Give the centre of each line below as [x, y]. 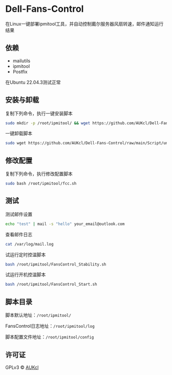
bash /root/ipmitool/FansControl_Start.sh [51, 285]
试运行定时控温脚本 [26, 254]
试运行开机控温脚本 [26, 275]
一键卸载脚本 [19, 134]
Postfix [20, 71]
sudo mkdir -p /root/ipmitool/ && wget [48, 123]
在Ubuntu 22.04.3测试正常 [33, 82]
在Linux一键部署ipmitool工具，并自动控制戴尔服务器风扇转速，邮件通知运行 [84, 24]
